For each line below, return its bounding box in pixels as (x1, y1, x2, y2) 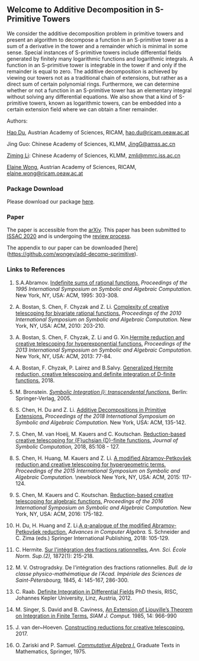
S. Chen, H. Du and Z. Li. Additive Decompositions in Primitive (15, 406, 166, 413)
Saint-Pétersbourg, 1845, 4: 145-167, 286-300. (15, 577, 129, 584)
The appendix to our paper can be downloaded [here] (7, 244, 138, 252)
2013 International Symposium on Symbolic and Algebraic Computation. (15, 346, 192, 353)
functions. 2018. (15, 377, 55, 384)
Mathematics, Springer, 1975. (15, 648, 86, 655)
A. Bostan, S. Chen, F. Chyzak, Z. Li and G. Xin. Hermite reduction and (15, 333, 185, 341)
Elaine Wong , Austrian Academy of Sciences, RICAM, (7, 163, 137, 170)
